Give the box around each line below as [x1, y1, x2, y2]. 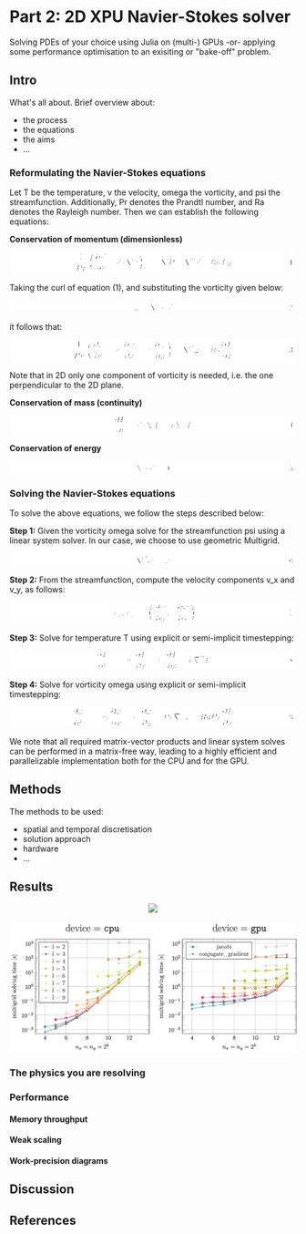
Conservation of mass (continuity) [9, 397, 143, 408]
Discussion [9, 1182, 75, 1198]
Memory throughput [9, 1114, 88, 1125]
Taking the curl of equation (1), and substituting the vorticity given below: [9, 282, 284, 293]
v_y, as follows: [9, 584, 66, 595]
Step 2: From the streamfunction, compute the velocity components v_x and [9, 574, 295, 585]
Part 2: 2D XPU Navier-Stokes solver [9, 6, 291, 27]
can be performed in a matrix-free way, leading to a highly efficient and [9, 746, 278, 756]
